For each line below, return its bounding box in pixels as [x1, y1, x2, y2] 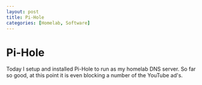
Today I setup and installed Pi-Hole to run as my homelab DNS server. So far [6, 65, 196, 72]
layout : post [6, 8, 39, 15]
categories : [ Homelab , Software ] [6, 20, 90, 26]
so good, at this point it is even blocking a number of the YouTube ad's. [6, 72, 183, 79]
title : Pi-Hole [6, 14, 45, 20]
